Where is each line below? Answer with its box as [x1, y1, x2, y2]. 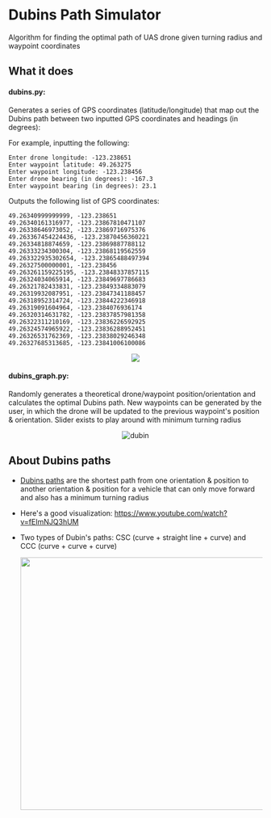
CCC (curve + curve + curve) [19, 541, 118, 550]
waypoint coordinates [8, 40, 81, 50]
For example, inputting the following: [8, 137, 130, 147]
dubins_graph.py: [8, 371, 69, 381]
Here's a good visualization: [19, 508, 113, 518]
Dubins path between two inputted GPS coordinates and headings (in [8, 113, 239, 123]
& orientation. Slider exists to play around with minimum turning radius [8, 415, 242, 424]
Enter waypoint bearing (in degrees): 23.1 [8, 182, 157, 190]
